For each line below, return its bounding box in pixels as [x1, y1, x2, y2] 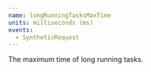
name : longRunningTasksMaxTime [8, 11, 111, 20]
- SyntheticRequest [15, 33, 80, 41]
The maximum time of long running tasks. [8, 55, 144, 64]
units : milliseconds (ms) [8, 19, 93, 27]
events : [8, 26, 34, 34]
